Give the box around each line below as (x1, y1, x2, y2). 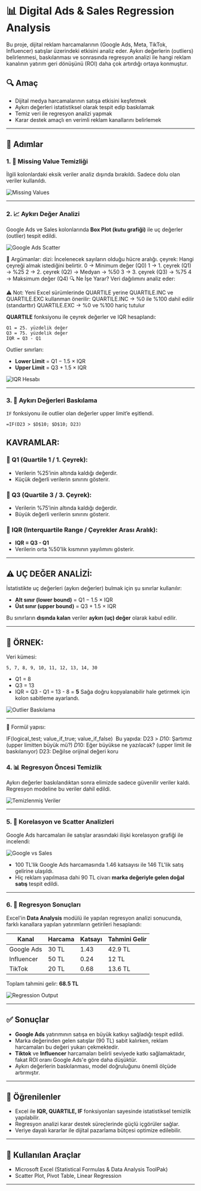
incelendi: (6, 837, 31, 845)
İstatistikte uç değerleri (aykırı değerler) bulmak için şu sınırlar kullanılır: (6, 585, 182, 592)
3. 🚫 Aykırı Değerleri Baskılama (6, 396, 98, 405)
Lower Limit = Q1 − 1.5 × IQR (14, 357, 86, 364)
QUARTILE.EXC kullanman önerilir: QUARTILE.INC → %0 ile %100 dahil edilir (6, 295, 194, 303)
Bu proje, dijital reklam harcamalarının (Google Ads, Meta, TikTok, (6, 41, 167, 48)
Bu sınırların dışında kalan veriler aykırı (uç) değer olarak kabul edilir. (6, 614, 178, 621)
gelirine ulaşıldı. (14, 867, 54, 875)
